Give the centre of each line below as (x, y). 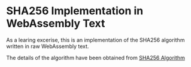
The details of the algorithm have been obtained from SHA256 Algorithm (96, 58)
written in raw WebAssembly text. (48, 46)
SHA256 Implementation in (75, 11)
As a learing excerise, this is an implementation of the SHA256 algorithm (95, 40)
